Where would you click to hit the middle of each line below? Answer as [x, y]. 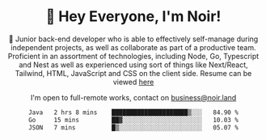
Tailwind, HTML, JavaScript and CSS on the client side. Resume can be [133, 73]
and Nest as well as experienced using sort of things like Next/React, [133, 65]
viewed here [133, 82]
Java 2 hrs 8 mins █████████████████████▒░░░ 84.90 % [133, 112]
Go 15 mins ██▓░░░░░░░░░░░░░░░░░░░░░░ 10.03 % [133, 120]
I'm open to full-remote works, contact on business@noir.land [133, 97]
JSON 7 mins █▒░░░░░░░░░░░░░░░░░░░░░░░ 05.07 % [133, 127]
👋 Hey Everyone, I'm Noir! [133, 17]
